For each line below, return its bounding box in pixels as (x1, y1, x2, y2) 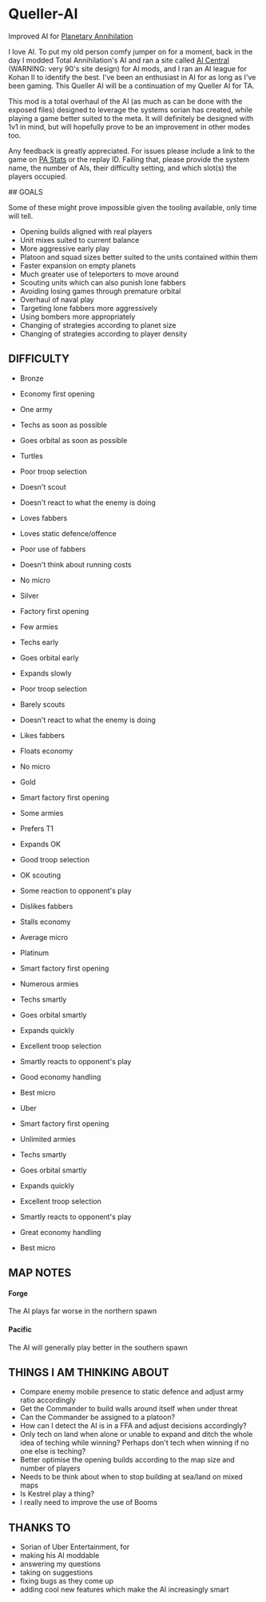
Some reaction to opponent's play (19, 886, 132, 895)
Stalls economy (19, 917, 71, 926)
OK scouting (19, 870, 62, 880)
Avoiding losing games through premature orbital (19, 286, 181, 296)
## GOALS (8, 187, 43, 196)
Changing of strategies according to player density (19, 329, 188, 338)
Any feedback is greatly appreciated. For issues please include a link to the (8, 146, 256, 155)
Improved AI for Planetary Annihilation (8, 31, 133, 41)
